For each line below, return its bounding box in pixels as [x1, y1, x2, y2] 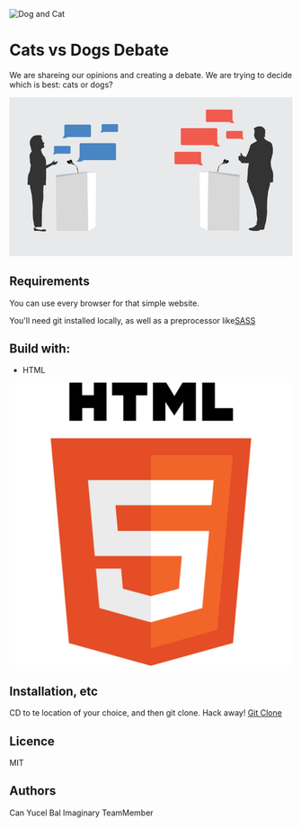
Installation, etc [9, 683, 99, 698]
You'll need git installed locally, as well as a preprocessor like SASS [9, 315, 256, 325]
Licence [9, 734, 56, 749]
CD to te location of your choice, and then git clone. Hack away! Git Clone [9, 707, 283, 718]
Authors [9, 783, 57, 799]
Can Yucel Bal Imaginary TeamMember [9, 807, 155, 818]
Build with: [9, 342, 70, 356]
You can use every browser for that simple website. [9, 298, 199, 308]
